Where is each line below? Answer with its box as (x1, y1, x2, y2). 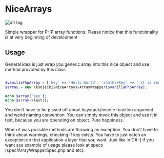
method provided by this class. (5, 66, 67, 72)
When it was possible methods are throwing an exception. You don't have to (5, 127, 158, 133)
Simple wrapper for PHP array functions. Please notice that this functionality (5, 29, 159, 35)
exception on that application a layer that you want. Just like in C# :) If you (5, 137, 154, 143)
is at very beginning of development (5, 34, 78, 40)
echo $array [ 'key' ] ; (5, 94, 47, 99)
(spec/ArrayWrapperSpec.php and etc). (5, 147, 85, 153)
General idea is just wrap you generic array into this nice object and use (5, 61, 150, 67)
